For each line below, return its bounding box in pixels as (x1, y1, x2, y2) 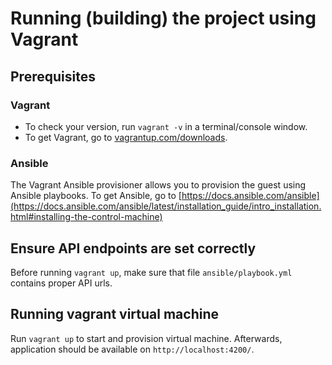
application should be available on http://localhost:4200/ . (10, 343, 255, 355)
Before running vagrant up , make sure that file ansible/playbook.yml (10, 266, 293, 278)
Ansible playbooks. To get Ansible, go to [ (10, 190, 182, 202)
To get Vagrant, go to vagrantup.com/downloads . (24, 131, 228, 143)
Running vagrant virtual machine (10, 306, 219, 323)
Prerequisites (10, 68, 96, 85)
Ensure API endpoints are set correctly (10, 240, 257, 257)
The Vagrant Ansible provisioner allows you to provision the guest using (10, 179, 307, 191)
